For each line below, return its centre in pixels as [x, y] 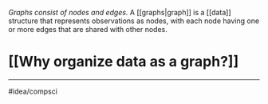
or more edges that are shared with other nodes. [88, 29]
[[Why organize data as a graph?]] [124, 62]
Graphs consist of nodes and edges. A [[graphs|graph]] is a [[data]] [120, 12]
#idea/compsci [33, 91]
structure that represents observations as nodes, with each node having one [134, 21]
